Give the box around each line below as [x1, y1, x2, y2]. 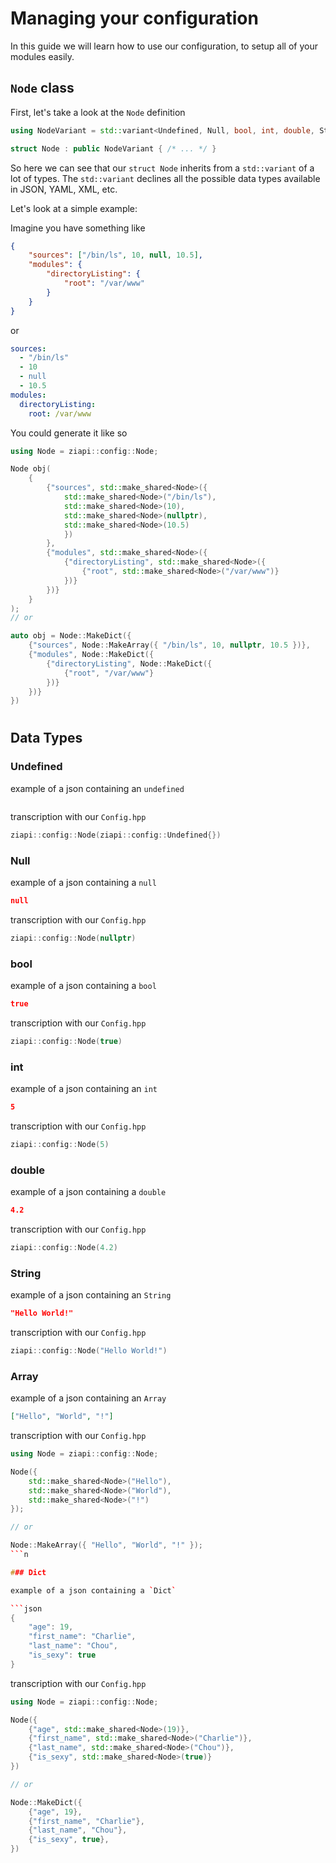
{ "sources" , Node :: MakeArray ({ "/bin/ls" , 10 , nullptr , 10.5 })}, [28, 640, 311, 651]
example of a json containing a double [10, 1186, 167, 1198]
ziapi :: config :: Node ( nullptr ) [10, 933, 137, 943]
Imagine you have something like [10, 222, 146, 234]
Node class [10, 80, 75, 97]
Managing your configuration [10, 7, 259, 30]
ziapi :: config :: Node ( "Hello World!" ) [10, 1345, 168, 1356]
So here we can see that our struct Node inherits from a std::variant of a [10, 162, 315, 174]
